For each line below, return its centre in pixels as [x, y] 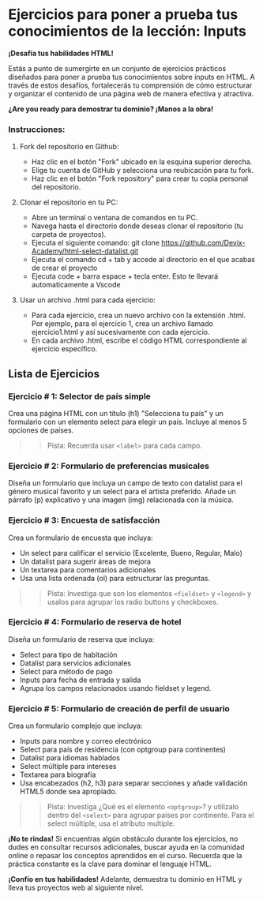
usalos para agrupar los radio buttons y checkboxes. [133, 602]
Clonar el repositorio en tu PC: [69, 202]
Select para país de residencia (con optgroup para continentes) [123, 750]
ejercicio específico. [64, 349]
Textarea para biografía [58, 774]
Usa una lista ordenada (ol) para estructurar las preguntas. [115, 578]
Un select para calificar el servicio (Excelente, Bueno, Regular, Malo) [131, 553]
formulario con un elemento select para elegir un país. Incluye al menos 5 [128, 422]
